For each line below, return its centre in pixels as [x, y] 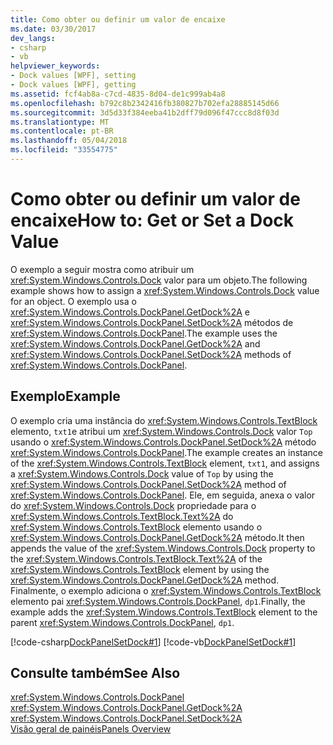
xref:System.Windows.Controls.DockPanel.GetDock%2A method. [145, 580]
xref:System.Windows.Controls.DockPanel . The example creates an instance [167, 452]
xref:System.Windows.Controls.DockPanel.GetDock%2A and [135, 343]
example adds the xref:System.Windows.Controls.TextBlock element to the [164, 612]
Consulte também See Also [95, 673]
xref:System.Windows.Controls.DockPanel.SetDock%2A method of [148, 484]
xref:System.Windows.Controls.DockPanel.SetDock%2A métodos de [152, 322]
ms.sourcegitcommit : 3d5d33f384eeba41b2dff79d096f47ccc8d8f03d [145, 112]
